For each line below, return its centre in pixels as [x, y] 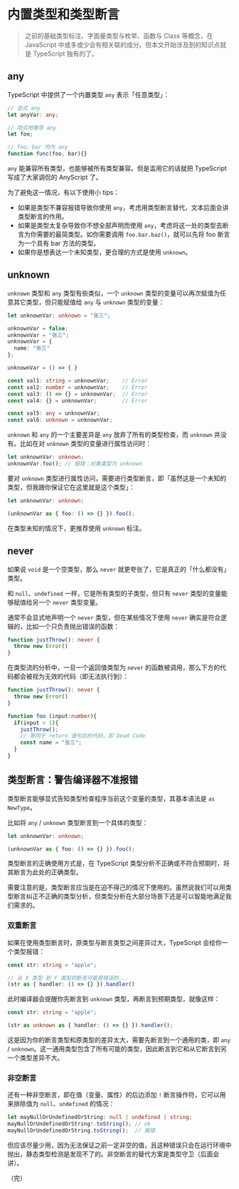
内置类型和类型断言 [64, 15]
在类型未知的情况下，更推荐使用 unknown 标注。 [76, 528]
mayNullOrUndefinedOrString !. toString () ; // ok [79, 1124]
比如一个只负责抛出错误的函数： [73, 626]
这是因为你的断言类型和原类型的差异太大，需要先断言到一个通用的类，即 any [119, 1040]
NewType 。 [22, 807]
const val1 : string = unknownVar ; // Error [78, 380]
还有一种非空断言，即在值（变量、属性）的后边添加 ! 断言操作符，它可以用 [117, 1095]
